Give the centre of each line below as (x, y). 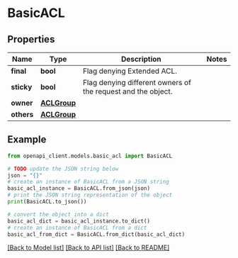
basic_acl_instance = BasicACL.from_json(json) (79, 189)
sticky (22, 87)
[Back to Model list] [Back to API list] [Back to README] (89, 248)
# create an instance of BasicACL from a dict (77, 228)
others (22, 114)
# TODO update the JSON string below (63, 169)
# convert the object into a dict (58, 214)
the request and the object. (127, 91)
